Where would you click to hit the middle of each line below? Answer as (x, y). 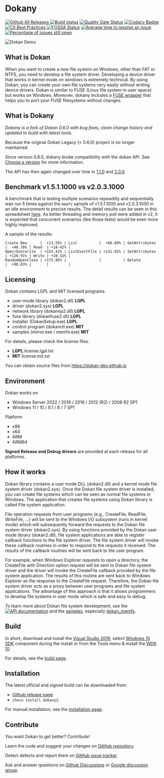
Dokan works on (21, 393)
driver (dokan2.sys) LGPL (38, 306)
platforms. (15, 457)
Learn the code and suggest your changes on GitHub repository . (70, 746)
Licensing (20, 279)
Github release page (32, 695)
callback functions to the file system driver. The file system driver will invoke (82, 540)
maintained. (17, 147)
